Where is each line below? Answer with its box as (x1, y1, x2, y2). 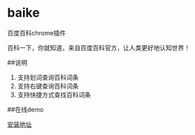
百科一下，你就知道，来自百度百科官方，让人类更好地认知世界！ (7, 43, 190, 51)
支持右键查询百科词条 (17, 81, 79, 90)
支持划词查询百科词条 (17, 73, 79, 81)
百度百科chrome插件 (7, 29, 66, 37)
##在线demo (7, 105, 44, 113)
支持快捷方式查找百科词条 (17, 90, 91, 99)
